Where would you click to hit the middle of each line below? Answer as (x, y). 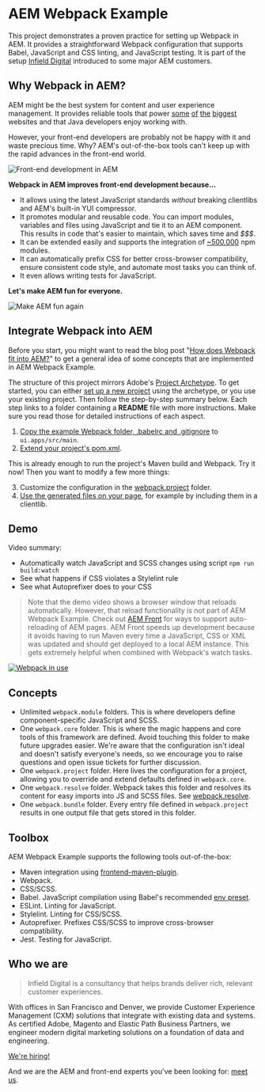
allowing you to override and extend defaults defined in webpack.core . (133, 779)
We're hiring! (29, 1056)
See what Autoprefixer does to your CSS (85, 587)
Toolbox (28, 838)
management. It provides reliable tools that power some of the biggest (123, 113)
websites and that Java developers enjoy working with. (98, 121)
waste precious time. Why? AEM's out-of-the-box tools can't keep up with (129, 145)
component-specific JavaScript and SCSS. (89, 720)
